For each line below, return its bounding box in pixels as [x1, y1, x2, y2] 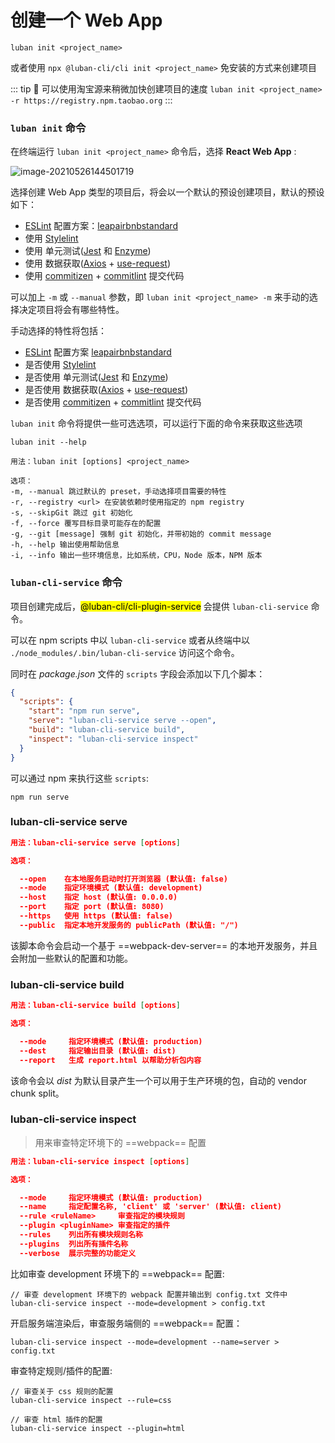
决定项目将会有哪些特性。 [18, 304, 125, 316]
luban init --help [10, 437, 87, 448]
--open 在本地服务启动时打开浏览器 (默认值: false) [19, 874, 228, 884]
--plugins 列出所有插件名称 [19, 1239, 129, 1249]
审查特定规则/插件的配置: [10, 1364, 113, 1376]
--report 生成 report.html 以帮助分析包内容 [19, 1055, 202, 1065]
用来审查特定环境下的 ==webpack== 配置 [34, 1136, 207, 1148]
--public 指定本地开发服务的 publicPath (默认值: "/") [19, 920, 239, 930]
